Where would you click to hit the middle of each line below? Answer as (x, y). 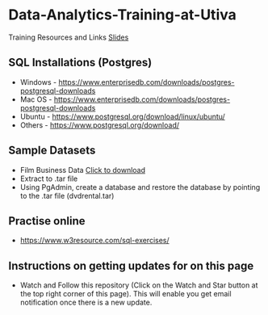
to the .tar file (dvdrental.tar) (67, 195)
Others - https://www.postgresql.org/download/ (100, 125)
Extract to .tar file (49, 178)
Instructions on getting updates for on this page (131, 265)
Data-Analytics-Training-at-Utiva (122, 15)
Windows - (38, 82)
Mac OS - (36, 99)
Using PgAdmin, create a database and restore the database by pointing (140, 187)
